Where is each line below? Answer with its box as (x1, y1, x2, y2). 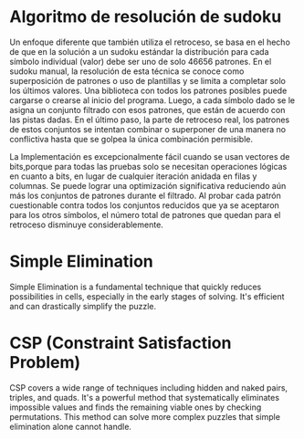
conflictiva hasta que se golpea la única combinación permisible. (9, 133, 254, 144)
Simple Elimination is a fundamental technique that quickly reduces (9, 281, 262, 292)
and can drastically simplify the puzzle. (9, 300, 157, 311)
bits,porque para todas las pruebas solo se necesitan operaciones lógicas (9, 161, 288, 172)
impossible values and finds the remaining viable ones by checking (9, 402, 262, 413)
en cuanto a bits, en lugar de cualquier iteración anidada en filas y (9, 171, 257, 182)
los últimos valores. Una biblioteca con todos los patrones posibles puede (9, 85, 288, 96)
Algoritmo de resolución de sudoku (9, 6, 282, 27)
